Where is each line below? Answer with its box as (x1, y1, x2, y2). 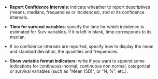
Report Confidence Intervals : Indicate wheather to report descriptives (9, 4, 151, 10)
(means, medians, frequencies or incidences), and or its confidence (9, 9, 145, 15)
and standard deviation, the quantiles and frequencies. (9, 48, 118, 54)
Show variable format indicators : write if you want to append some (9, 58, 145, 63)
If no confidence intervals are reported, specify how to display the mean (9, 44, 154, 49)
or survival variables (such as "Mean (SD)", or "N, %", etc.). (9, 68, 128, 74)
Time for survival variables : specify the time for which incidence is (9, 24, 144, 30)
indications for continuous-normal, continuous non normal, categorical (9, 63, 151, 69)
